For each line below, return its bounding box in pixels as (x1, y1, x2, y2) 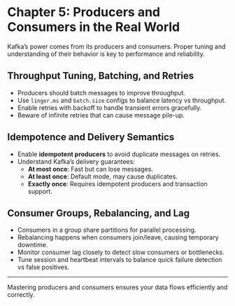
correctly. (7, 291, 35, 299)
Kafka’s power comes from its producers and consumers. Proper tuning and (7, 42, 226, 50)
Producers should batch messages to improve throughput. (17, 88, 186, 97)
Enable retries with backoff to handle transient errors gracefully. (17, 103, 202, 112)
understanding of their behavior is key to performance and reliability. (7, 50, 205, 58)
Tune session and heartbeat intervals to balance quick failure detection (17, 256, 222, 264)
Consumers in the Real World (7, 19, 180, 35)
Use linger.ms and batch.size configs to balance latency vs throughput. (17, 96, 227, 104)
